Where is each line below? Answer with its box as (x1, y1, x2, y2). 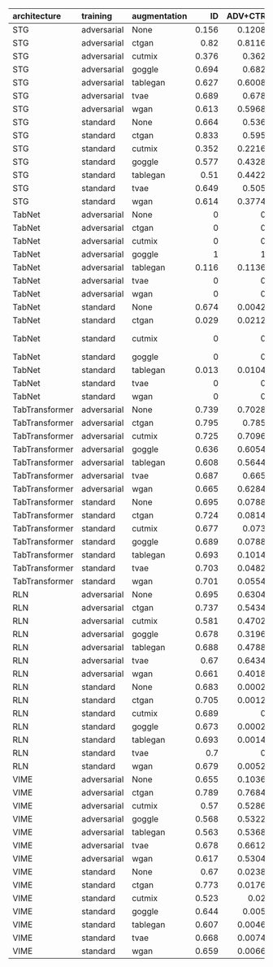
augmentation (131, 11, 188, 21)
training (80, 11, 112, 21)
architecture (12, 11, 62, 21)
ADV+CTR (226, 11, 266, 21)
